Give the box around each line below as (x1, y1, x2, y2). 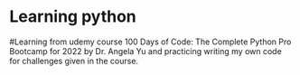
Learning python (9, 6, 137, 27)
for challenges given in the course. (9, 55, 138, 66)
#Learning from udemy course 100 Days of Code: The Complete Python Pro (9, 36, 292, 47)
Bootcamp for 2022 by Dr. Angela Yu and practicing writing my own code (9, 45, 282, 56)
